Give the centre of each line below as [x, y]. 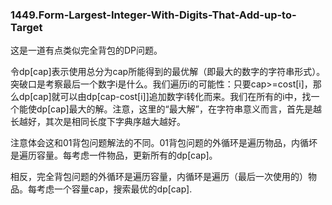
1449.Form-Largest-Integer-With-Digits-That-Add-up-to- [153, 15]
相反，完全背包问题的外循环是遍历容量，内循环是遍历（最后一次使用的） [159, 177]
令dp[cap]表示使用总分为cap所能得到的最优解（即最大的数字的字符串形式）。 [168, 72]
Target [26, 27]
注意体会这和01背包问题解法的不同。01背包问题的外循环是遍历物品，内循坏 [164, 143]
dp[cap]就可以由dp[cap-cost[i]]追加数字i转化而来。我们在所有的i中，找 [165, 97]
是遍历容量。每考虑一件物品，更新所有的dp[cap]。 [114, 155]
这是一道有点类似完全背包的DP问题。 [86, 50]
